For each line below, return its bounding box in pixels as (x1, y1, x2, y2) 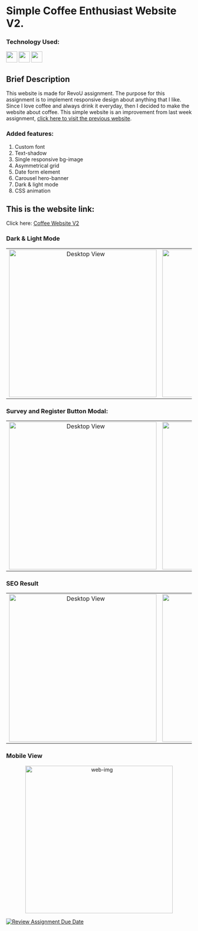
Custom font (14, 143, 45, 150)
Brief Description (6, 74, 70, 84)
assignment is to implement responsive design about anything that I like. (6, 96, 181, 103)
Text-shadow (14, 149, 47, 156)
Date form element (14, 168, 61, 175)
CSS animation (14, 187, 51, 194)
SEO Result (6, 579, 39, 587)
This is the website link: (6, 204, 95, 214)
